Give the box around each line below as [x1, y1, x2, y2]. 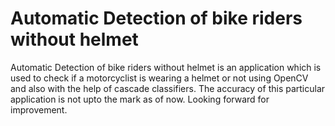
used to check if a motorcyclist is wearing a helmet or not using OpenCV [10, 72, 309, 84]
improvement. [10, 103, 68, 116]
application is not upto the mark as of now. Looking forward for [10, 93, 270, 105]
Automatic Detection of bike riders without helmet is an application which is [10, 61, 322, 73]
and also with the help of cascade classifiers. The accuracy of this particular [10, 82, 326, 94]
